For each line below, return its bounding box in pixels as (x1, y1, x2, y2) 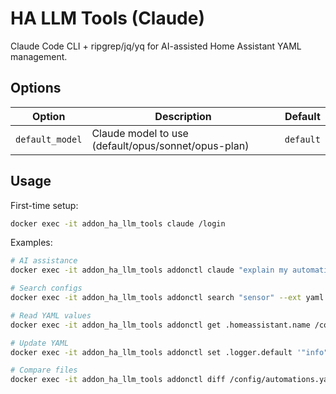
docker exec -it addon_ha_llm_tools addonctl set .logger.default (10, 347, 293, 357)
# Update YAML (10, 338, 70, 348)
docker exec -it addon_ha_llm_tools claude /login (10, 218, 226, 229)
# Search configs (10, 283, 83, 294)
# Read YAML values (10, 310, 92, 321)
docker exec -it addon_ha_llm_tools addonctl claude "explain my (10, 265, 288, 276)
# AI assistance (10, 256, 78, 266)
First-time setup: (10, 199, 79, 211)
